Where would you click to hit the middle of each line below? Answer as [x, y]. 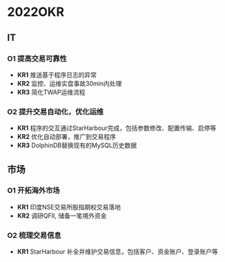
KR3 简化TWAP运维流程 [51, 92]
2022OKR [36, 12]
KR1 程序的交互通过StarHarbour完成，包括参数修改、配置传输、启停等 [117, 128]
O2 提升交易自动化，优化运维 [56, 111]
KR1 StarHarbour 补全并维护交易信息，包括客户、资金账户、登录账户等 [118, 252]
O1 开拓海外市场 [33, 191]
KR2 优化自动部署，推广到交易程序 [66, 137]
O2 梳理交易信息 [34, 235]
